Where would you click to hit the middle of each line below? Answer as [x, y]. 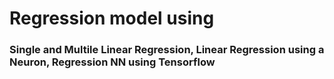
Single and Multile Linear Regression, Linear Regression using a [167, 50]
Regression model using [112, 18]
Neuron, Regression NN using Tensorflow [112, 62]
